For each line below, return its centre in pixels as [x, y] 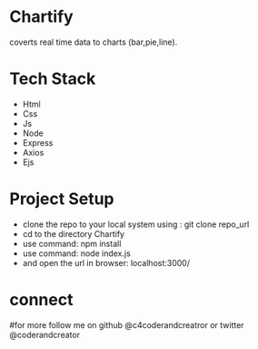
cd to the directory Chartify [74, 233]
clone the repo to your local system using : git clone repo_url [136, 224]
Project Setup [62, 199]
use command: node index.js [77, 253]
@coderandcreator [45, 334]
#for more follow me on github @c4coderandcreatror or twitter [127, 324]
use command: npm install [72, 243]
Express [38, 142]
